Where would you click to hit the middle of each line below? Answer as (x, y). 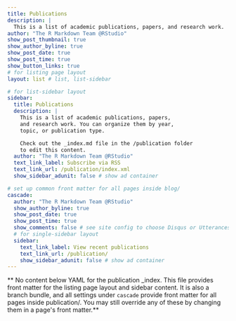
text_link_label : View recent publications (85, 247)
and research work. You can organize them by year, (97, 124)
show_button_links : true (44, 66)
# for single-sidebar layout (56, 234)
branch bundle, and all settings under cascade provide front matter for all (112, 295)
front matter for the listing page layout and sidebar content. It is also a (108, 287)
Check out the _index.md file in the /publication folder (106, 143)
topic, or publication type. (63, 130)
